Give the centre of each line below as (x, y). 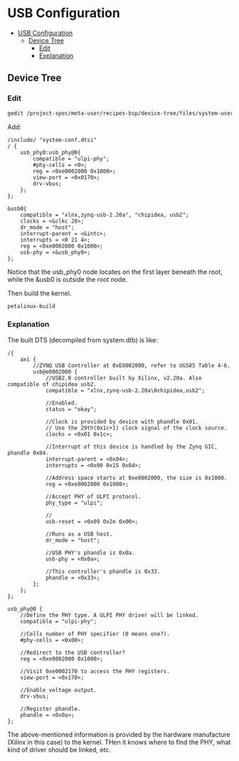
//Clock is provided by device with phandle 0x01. (122, 422)
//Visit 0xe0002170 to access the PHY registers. (95, 671)
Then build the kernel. (39, 293)
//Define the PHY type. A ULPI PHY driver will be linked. (110, 615)
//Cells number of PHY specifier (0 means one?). (95, 634)
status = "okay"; (71, 409)
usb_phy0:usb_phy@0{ (51, 152)
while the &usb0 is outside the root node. (68, 279)
